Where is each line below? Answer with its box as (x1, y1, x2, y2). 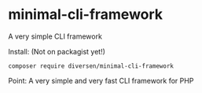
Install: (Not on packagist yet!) (8, 46, 106, 56)
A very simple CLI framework (8, 32, 102, 41)
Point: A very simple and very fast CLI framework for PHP (8, 76, 194, 85)
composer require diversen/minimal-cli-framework (8, 61, 174, 70)
